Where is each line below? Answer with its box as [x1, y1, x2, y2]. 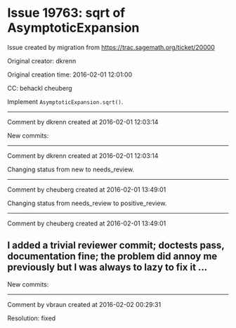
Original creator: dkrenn [7, 56, 77, 65]
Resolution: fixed [7, 314, 56, 322]
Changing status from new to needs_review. [7, 165, 135, 173]
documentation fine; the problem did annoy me [7, 251, 218, 263]
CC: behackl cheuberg [7, 84, 72, 92]
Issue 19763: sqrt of [7, 5, 126, 21]
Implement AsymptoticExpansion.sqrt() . [7, 97, 124, 106]
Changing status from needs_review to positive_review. [7, 199, 167, 207]
